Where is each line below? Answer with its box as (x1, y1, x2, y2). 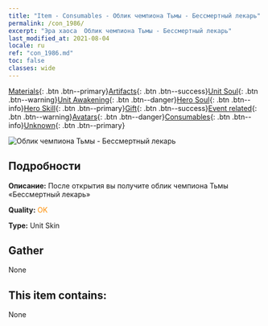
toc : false (8, 57, 45, 65)
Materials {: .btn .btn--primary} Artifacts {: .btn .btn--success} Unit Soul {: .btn (8, 86, 259, 96)
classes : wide (8, 64, 56, 72)
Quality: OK (8, 204, 48, 214)
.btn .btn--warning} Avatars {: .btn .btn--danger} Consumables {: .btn (8, 112, 231, 122)
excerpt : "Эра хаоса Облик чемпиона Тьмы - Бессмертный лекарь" (8, 27, 232, 35)
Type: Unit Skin (8, 221, 60, 230)
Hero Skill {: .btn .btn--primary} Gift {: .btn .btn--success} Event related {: (23, 103, 258, 113)
